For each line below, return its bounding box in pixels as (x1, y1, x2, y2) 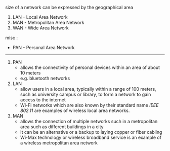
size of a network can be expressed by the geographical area (5, 5, 133, 10)
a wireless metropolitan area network (20, 140, 98, 146)
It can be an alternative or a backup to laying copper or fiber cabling (20, 129, 162, 135)
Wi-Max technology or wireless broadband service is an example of (20, 134, 162, 140)
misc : (5, 35, 18, 41)
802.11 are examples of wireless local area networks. (20, 107, 130, 114)
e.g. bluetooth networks (20, 75, 70, 81)
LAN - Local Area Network (12, 14, 68, 20)
